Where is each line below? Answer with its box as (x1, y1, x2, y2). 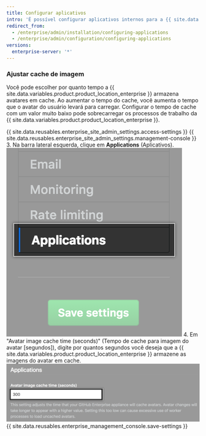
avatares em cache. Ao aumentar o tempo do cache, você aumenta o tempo (6, 97, 199, 104)
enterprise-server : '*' (12, 49, 72, 55)
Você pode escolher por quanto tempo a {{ (6, 83, 115, 91)
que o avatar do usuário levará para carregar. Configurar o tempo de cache (6, 103, 197, 110)
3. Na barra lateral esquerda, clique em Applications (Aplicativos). (6, 141, 175, 148)
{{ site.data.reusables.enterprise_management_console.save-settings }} (6, 423, 188, 430)
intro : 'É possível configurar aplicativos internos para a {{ (6, 16, 172, 23)
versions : (6, 42, 32, 48)
